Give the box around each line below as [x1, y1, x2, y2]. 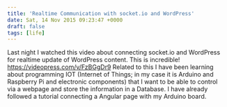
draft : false [7, 23, 45, 30]
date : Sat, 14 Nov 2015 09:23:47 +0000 [7, 17, 123, 23]
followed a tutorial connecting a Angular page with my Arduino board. [7, 93, 207, 101]
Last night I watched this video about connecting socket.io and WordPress [7, 48, 221, 57]
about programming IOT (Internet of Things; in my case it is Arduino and [7, 70, 214, 79]
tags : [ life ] [7, 29, 45, 37]
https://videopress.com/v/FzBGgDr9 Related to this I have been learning [7, 63, 214, 71]
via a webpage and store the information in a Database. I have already [7, 85, 208, 93]
